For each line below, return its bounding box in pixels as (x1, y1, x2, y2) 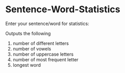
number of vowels (12, 45, 51, 52)
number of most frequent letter (12, 56, 79, 62)
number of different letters (12, 40, 69, 46)
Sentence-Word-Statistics (5, 4, 120, 15)
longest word (12, 62, 41, 68)
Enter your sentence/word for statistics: (5, 20, 90, 27)
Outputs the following (5, 30, 51, 36)
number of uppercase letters (12, 51, 74, 57)
